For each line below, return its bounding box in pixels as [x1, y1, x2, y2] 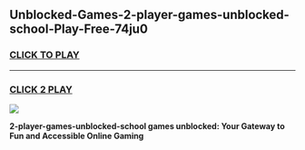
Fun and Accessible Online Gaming [9, 130, 144, 141]
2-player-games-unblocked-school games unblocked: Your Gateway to [9, 120, 286, 131]
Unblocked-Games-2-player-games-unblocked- [9, 7, 290, 23]
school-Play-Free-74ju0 [9, 22, 148, 37]
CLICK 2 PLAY [9, 83, 73, 95]
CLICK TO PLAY [9, 49, 80, 62]
